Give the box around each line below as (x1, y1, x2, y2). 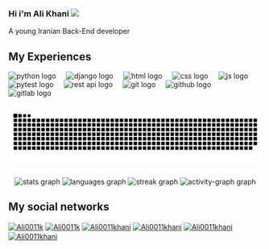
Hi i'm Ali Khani (8, 8, 70, 19)
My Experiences (8, 49, 92, 64)
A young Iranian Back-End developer (8, 27, 130, 36)
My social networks (8, 200, 110, 214)
